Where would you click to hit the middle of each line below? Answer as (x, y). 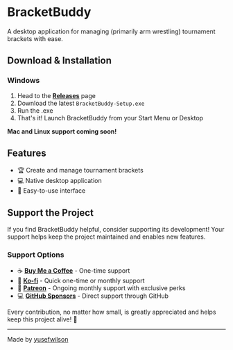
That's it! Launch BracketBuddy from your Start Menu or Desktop (110, 118)
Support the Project (50, 213)
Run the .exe (35, 110)
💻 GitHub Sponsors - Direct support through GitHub (93, 296)
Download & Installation (60, 61)
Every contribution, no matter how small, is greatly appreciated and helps (112, 312)
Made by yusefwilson (38, 339)
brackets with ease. (35, 38)
